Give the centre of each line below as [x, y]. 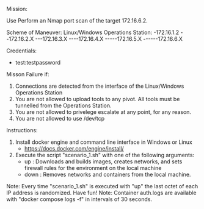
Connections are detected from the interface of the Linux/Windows [100, 86]
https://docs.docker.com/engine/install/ [74, 148]
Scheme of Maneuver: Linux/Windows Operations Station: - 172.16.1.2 [93, 32]
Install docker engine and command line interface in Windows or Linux [104, 142]
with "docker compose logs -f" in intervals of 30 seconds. [79, 199]
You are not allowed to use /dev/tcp [60, 119]
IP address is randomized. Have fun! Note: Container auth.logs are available [101, 193]
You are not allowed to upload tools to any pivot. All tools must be [97, 99]
